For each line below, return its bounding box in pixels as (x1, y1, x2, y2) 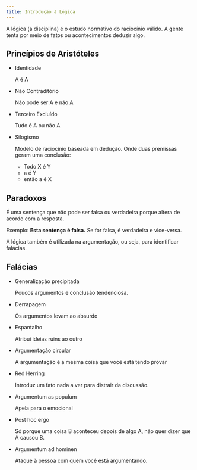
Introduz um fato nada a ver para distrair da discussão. (14, 382, 150, 389)
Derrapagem (14, 301, 46, 308)
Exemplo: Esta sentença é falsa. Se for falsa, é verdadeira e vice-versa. (6, 227, 182, 234)
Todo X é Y (23, 163, 51, 170)
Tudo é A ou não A (14, 122, 61, 129)
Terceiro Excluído (14, 111, 58, 118)
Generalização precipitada (14, 278, 80, 285)
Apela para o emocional (14, 404, 73, 412)
